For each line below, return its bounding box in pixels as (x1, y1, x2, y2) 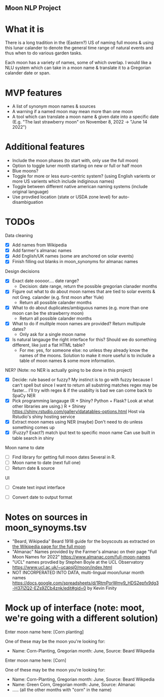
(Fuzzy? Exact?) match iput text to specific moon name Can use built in (12, 430, 155, 435)
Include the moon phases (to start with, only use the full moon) (12, 158, 139, 164)
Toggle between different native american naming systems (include (12, 184, 148, 190)
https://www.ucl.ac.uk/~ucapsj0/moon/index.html (12, 564, 112, 570)
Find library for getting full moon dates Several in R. (12, 454, 116, 460)
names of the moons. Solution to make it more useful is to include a (19, 352, 155, 358)
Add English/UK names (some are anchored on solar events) (12, 253, 134, 259)
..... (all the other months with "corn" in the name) (12, 687, 112, 693)
